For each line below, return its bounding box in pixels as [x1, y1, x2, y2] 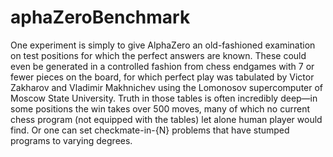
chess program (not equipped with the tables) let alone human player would [10, 113, 323, 125]
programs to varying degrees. [10, 134, 133, 146]
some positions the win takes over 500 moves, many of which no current [10, 102, 311, 115]
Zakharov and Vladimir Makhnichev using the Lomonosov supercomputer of [10, 81, 324, 93]
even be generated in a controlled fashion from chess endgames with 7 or [10, 60, 315, 72]
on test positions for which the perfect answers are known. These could [10, 49, 307, 61]
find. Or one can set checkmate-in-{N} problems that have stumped [10, 124, 290, 136]
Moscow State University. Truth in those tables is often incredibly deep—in [10, 92, 318, 104]
